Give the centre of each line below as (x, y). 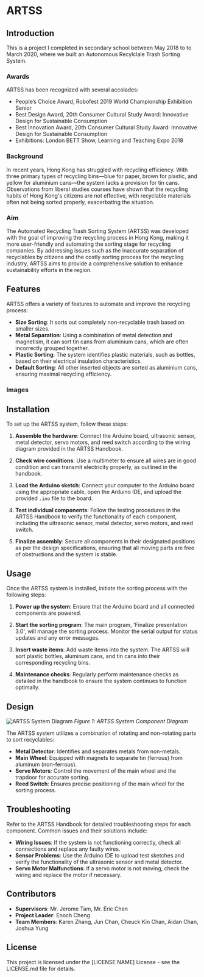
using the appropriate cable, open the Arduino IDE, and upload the (98, 492)
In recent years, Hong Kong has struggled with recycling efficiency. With (97, 170)
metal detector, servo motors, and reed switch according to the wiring (103, 442)
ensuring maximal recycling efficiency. (63, 374)
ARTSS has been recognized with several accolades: (72, 90)
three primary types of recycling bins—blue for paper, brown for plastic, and (102, 176)
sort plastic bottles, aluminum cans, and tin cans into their (87, 656)
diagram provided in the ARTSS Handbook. (69, 449)
